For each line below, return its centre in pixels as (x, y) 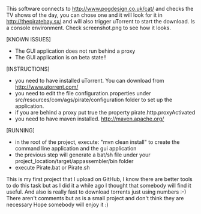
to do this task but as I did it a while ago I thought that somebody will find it (99, 186)
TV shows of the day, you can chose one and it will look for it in (85, 15)
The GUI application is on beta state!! (61, 57)
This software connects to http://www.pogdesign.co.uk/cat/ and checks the (100, 9)
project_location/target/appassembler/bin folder (74, 161)
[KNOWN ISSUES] (28, 39)
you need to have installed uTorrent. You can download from (89, 81)
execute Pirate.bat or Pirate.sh (52, 168)
